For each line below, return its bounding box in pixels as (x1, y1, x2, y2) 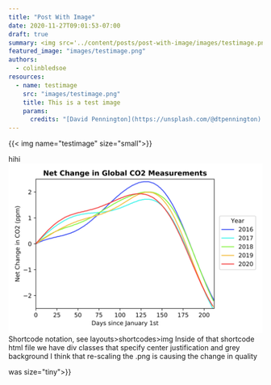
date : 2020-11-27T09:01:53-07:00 (8, 21, 121, 30)
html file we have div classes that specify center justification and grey (8, 342, 240, 352)
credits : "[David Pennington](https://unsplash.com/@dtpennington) (29, 116, 262, 124)
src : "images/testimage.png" (23, 90, 121, 98)
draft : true (8, 30, 48, 38)
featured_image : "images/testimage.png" (8, 47, 147, 56)
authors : (8, 56, 38, 64)
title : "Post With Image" (8, 13, 95, 21)
